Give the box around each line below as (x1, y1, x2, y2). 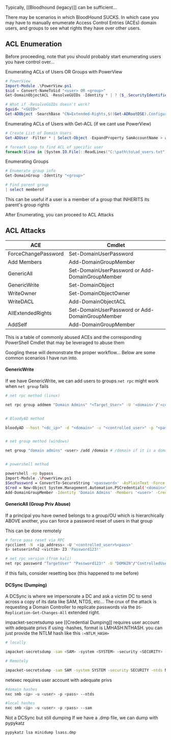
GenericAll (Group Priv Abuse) (5, 501, 71, 507)
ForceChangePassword (8, 250, 64, 257)
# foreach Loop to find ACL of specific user (5, 144, 103, 150)
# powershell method (5, 462, 49, 467)
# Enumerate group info (5, 168, 56, 174)
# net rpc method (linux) (5, 393, 60, 398)
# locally (5, 640, 26, 645)
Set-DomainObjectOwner (68, 289, 130, 297)
